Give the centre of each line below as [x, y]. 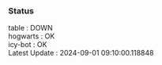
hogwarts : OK [32, 36]
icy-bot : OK [28, 45]
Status [21, 11]
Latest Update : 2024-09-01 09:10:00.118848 [81, 53]
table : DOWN [30, 28]
